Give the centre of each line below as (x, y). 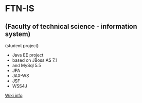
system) (18, 34)
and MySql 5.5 (27, 65)
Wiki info (14, 95)
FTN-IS (20, 9)
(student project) (22, 46)
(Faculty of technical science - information (71, 26)
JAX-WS (20, 76)
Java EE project (28, 55)
